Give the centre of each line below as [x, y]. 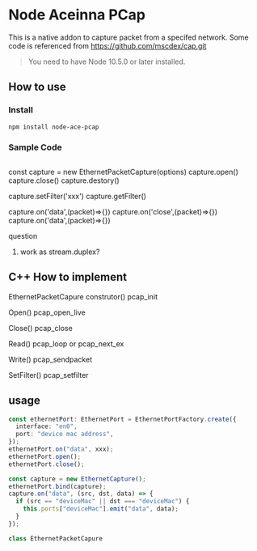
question [23, 235]
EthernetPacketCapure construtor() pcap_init [83, 296]
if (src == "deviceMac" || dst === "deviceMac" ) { [103, 502]
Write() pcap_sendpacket [51, 359]
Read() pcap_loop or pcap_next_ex [66, 343]
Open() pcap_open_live [47, 312]
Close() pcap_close [40, 328]
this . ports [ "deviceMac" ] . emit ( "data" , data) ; [101, 509]
